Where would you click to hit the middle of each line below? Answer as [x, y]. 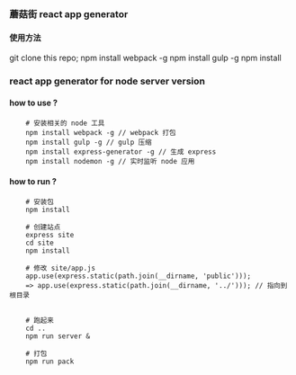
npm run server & [58, 336]
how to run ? [33, 181]
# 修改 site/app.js [61, 268]
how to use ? [34, 103]
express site [50, 236]
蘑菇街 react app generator [69, 13]
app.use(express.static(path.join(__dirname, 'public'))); [139, 276]
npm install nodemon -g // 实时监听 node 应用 [110, 162]
